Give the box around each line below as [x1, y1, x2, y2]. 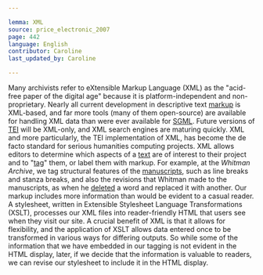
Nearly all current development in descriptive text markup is [47, 100, 241, 109]
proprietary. [8, 100, 46, 109]
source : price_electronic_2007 [8, 25, 110, 34]
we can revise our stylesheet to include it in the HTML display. [8, 258, 209, 267]
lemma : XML [8, 18, 44, 26]
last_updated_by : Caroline [8, 55, 96, 63]
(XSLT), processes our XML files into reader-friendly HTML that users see [8, 208, 247, 217]
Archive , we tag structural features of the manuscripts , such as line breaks [8, 166, 249, 175]
